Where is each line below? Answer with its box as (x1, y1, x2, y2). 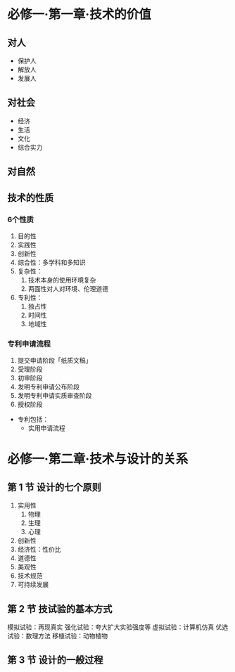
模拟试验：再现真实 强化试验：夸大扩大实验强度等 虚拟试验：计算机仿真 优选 (7, 623, 229, 631)
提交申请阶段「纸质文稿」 (17, 356, 92, 365)
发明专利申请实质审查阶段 (17, 392, 92, 400)
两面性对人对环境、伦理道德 (27, 284, 109, 292)
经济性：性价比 (17, 545, 61, 554)
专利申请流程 (7, 339, 51, 349)
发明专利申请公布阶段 (17, 382, 80, 391)
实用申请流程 (27, 424, 65, 432)
